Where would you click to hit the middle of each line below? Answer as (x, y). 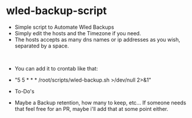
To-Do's (24, 91)
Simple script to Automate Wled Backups (64, 27)
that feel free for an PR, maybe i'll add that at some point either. (91, 109)
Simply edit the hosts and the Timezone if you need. (78, 33)
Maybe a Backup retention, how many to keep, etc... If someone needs (100, 102)
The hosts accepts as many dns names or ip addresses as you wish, (97, 39)
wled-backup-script (57, 11)
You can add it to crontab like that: (56, 68)
